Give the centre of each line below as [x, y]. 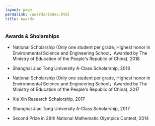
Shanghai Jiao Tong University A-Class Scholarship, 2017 [71, 108]
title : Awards [20, 19]
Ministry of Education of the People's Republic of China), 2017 [76, 89]
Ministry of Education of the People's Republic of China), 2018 [76, 59]
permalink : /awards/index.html [38, 14]
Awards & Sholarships [32, 36]
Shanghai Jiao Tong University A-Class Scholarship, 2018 [71, 68]
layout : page [19, 10]
